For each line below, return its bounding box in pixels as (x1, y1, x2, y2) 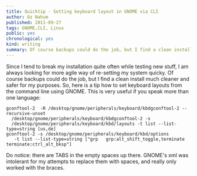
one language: (6, 94, 41, 101)
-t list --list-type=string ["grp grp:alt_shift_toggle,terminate (13, 136, 185, 142)
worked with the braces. (6, 164, 65, 171)
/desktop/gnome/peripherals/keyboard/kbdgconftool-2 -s (11, 116, 151, 121)
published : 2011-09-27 (6, 19, 62, 25)
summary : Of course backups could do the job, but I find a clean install (6, 47, 193, 53)
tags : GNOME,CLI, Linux (6, 25, 64, 31)
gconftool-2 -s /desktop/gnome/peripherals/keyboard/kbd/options (6, 131, 169, 137)
